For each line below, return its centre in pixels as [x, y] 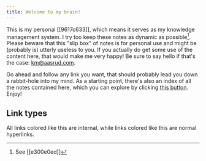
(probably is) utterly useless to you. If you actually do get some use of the [100, 50]
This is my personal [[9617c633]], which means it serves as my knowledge [101, 29]
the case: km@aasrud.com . [41, 63]
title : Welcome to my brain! [44, 12]
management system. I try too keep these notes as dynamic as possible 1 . [99, 36]
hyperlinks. [21, 134]
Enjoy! [14, 94]
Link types [27, 113]
